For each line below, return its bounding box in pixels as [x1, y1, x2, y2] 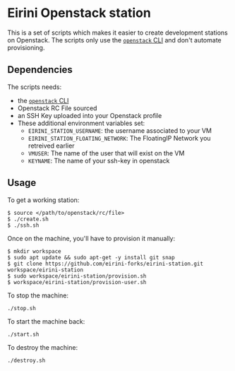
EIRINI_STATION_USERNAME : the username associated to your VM [28, 126, 212, 135]
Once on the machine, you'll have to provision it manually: [7, 234, 175, 242]
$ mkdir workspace [7, 247, 61, 255]
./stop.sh [7, 305, 37, 312]
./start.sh [7, 331, 40, 338]
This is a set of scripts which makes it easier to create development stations [7, 28, 228, 37]
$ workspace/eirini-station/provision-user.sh [7, 278, 147, 285]
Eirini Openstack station [7, 5, 152, 21]
